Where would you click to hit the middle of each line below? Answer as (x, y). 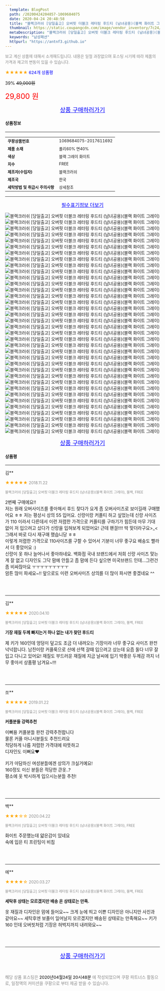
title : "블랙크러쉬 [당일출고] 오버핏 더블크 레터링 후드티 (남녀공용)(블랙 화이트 (82, 23)
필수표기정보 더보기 (82, 205)
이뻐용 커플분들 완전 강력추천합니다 (40, 732)
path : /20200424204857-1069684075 (45, 14)
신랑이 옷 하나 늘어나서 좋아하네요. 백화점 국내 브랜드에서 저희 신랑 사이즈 (77, 554)
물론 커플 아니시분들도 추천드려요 (38, 739)
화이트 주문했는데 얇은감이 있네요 (38, 836)
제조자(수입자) (20, 172)
